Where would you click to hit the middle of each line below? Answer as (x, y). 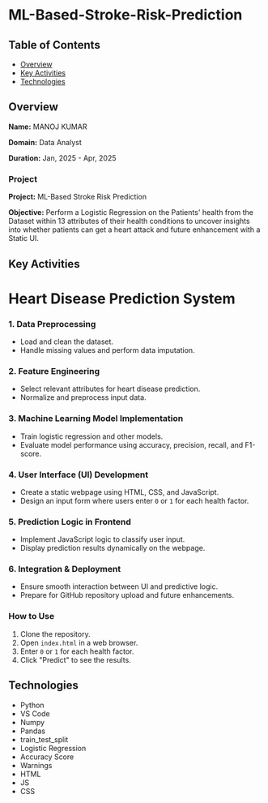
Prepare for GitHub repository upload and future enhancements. (127, 595)
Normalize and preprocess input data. (83, 397)
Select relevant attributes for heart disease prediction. (110, 389)
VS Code (35, 713)
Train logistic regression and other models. (91, 436)
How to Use (32, 616)
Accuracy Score (47, 757)
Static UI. (23, 238)
